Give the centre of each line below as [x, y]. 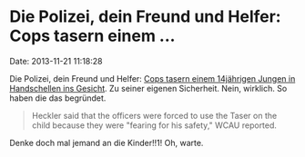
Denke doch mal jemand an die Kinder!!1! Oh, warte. [107, 142]
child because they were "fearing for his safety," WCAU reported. [154, 125]
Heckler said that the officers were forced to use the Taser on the [154, 115]
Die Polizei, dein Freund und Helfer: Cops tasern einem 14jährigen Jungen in [152, 78]
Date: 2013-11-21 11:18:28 [56, 61]
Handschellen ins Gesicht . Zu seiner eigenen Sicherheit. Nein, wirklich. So [148, 88]
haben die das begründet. [58, 98]
